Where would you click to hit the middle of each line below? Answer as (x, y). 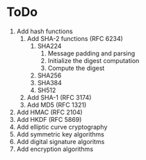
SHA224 (49, 46)
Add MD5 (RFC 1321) (57, 105)
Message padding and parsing (91, 53)
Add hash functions (45, 31)
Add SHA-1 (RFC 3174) (59, 97)
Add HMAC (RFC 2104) (49, 112)
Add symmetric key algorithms (60, 134)
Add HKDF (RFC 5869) (49, 119)
